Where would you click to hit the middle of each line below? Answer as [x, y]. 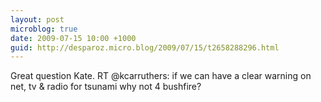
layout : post [37, 19]
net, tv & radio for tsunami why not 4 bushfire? [106, 87]
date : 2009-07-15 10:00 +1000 [73, 38]
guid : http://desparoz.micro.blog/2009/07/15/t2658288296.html [145, 47]
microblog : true [44, 29]
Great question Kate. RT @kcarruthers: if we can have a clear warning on [161, 76]
